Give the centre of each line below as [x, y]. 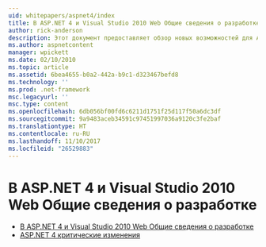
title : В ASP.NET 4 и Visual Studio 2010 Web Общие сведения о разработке [134, 23]
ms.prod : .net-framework [49, 89]
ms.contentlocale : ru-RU [49, 133]
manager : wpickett [38, 52]
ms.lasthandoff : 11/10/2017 [55, 141]
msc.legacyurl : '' [38, 97]
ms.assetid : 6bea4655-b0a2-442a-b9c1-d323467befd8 [93, 75]
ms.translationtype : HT [47, 126]
